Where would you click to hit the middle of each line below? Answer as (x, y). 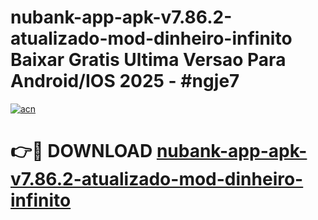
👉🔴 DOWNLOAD (81, 151)
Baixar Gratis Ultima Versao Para (148, 60)
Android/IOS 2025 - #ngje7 (125, 81)
